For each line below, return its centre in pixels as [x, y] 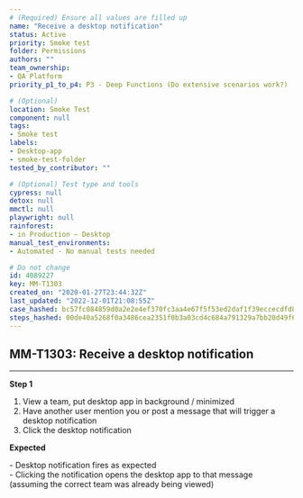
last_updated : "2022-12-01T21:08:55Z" [82, 301]
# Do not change [40, 267]
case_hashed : [34, 309]
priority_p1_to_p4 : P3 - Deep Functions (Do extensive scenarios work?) [149, 85]
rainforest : [32, 226]
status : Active [38, 34]
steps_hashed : [36, 317]
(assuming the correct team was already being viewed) [112, 484]
